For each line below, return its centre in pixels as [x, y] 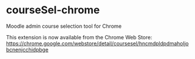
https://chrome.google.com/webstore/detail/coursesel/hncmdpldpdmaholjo [97, 43]
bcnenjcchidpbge [27, 49]
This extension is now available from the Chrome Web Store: [79, 37]
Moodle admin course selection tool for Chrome [64, 26]
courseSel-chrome [53, 10]
